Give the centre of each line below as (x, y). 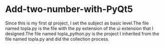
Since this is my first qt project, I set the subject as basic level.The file (77, 23)
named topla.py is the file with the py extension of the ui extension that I (79, 28)
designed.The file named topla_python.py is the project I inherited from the (82, 33)
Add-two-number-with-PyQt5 (69, 9)
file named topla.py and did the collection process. (57, 39)
